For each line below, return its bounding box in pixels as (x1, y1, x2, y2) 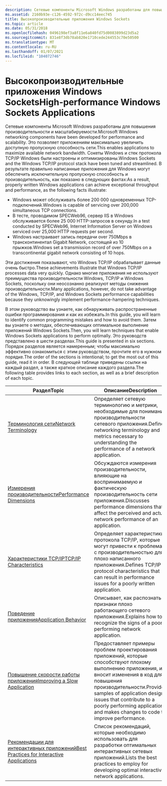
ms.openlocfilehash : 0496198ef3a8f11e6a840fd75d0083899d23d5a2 (5, 30, 139, 35)
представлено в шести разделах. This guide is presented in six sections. (5, 338, 156, 344)
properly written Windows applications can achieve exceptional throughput (5, 182, 159, 188)
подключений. (12, 202, 43, 208)
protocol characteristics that (94, 567, 160, 574)
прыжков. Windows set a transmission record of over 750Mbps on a (12, 245, 152, 251)
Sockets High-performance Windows (5, 96, 161, 108)
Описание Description (103, 387, 158, 394)
